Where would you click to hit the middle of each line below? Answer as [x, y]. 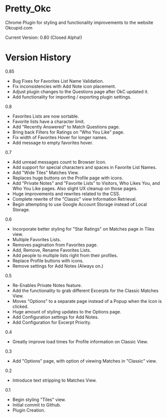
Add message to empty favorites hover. [53, 142]
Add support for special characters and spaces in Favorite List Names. [84, 167]
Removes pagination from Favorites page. [55, 245]
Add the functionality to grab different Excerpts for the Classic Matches [85, 290]
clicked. [20, 306]
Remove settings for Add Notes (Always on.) [58, 266]
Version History [38, 58]
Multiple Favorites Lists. [37, 239]
